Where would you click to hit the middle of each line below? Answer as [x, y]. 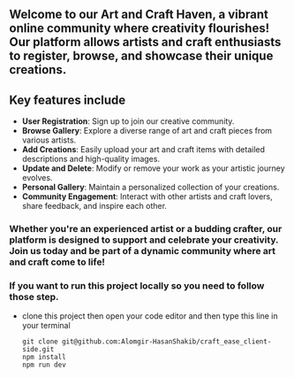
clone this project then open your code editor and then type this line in [150, 316]
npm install [44, 358]
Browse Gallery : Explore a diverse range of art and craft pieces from [147, 131]
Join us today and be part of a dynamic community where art [143, 251]
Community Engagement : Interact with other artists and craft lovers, [147, 197]
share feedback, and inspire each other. [94, 206]
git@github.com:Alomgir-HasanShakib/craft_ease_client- [166, 342]
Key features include [68, 100]
